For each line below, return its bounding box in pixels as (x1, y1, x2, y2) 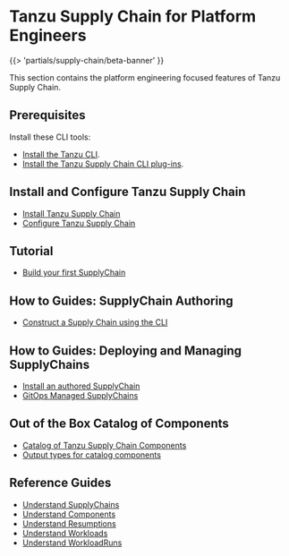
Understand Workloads (21, 527, 108, 538)
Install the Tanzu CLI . (21, 149, 100, 159)
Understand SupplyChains (21, 499, 120, 509)
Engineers (9, 25, 87, 46)
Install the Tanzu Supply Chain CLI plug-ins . (21, 158, 184, 169)
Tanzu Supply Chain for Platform (9, 6, 257, 27)
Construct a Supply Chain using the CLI (21, 317, 168, 328)
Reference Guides (9, 475, 112, 491)
